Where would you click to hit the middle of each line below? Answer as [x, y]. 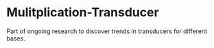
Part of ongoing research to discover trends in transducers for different [107, 31]
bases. [16, 38]
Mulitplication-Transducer [83, 13]
